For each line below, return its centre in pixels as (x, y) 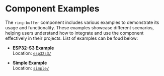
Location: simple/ (31, 68)
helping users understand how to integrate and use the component (74, 33)
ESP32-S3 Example (33, 48)
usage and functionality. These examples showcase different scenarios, (80, 27)
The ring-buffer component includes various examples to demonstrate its (82, 22)
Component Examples (52, 9)
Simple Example (30, 63)
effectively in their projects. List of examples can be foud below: (72, 38)
